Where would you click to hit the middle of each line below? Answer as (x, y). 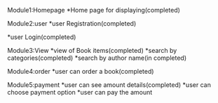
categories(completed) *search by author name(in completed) (97, 58)
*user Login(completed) (42, 37)
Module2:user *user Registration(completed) (72, 23)
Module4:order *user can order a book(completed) (81, 71)
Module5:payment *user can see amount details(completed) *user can (109, 85)
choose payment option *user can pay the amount (80, 92)
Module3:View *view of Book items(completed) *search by (92, 50)
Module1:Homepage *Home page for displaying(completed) (94, 10)
